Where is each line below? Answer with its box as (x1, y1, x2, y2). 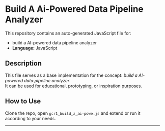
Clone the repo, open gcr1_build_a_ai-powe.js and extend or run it (5, 110, 141, 116)
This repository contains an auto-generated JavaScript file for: (5, 30, 132, 36)
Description (5, 59, 42, 67)
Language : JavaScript (12, 45, 57, 51)
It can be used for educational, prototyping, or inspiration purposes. (5, 83, 142, 89)
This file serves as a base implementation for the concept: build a (5, 72, 137, 78)
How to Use (5, 97, 41, 105)
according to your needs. (5, 115, 56, 121)
